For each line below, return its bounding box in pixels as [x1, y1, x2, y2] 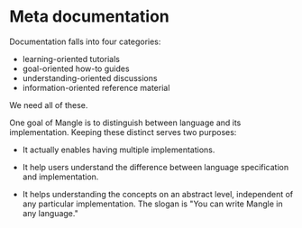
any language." [22, 207, 78, 218]
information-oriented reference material [22, 82, 170, 93]
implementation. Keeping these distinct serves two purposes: [9, 126, 237, 137]
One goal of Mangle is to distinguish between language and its [9, 117, 242, 128]
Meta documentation [9, 6, 169, 27]
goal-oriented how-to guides [22, 63, 130, 74]
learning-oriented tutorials [22, 53, 120, 64]
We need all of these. [9, 99, 88, 110]
